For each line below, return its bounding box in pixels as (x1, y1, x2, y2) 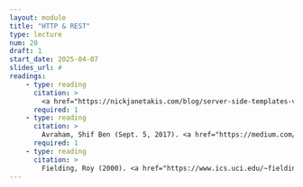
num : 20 (9, 38, 39, 48)
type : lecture (9, 30, 63, 39)
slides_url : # (9, 64, 63, 73)
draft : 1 (9, 47, 42, 56)
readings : (9, 72, 47, 81)
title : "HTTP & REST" (9, 22, 91, 31)
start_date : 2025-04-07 (9, 55, 99, 64)
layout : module (9, 13, 67, 22)
